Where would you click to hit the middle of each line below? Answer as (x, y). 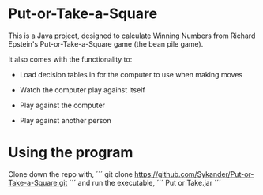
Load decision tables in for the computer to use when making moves (131, 74)
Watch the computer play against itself (82, 90)
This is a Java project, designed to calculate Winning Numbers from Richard (132, 36)
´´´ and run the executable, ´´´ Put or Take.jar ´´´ (145, 182)
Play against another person (66, 120)
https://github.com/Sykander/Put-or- (194, 174)
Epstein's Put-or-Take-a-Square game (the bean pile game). (106, 43)
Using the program (71, 153)
